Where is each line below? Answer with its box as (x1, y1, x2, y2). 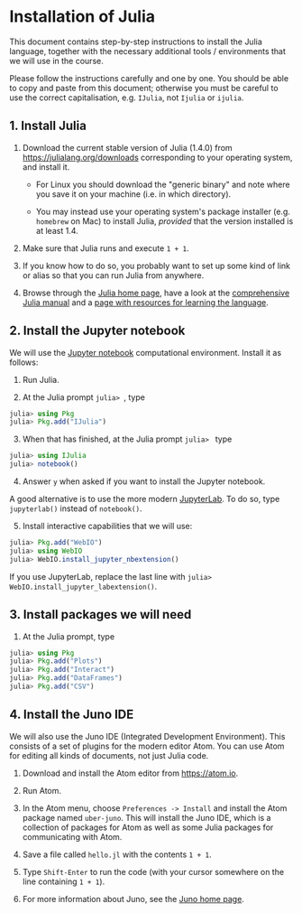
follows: (9, 357, 39, 368)
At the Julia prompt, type (22, 630, 115, 642)
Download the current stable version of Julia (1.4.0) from (22, 142, 233, 153)
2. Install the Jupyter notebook (9, 323, 186, 339)
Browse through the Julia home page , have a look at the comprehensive (22, 287, 290, 298)
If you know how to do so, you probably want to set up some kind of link (22, 260, 291, 271)
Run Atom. (22, 785, 61, 796)
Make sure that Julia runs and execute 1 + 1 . (22, 242, 189, 254)
